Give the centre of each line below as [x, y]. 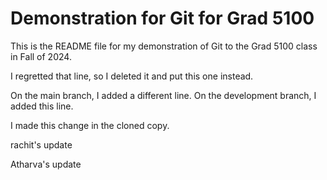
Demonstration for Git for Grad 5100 [162, 18]
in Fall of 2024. [41, 56]
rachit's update [41, 144]
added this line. [42, 106]
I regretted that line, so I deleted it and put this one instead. [132, 76]
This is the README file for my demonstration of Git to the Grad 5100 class [164, 46]
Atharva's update [46, 164]
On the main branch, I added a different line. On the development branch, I [163, 95]
